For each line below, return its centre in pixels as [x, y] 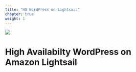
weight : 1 [15, 18]
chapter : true [20, 14]
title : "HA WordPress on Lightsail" [42, 9]
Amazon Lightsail [41, 62]
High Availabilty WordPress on [68, 52]
